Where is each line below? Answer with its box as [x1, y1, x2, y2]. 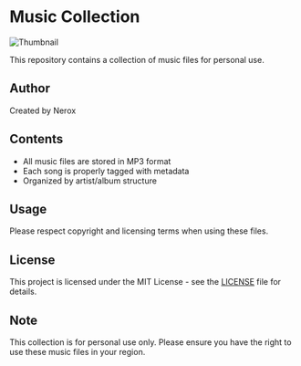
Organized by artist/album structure [22, 175, 158, 186]
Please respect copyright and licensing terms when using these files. [9, 225, 269, 236]
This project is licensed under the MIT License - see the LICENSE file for [9, 277, 281, 288]
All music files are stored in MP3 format [22, 155, 171, 166]
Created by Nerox [9, 105, 77, 116]
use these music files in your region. [9, 347, 146, 357]
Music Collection [9, 6, 140, 27]
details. [9, 286, 37, 298]
